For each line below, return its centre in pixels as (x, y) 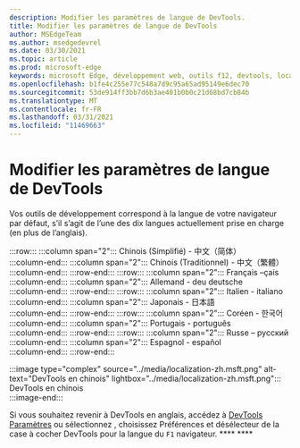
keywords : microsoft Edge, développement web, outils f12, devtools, (142, 76)
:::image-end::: (36, 397)
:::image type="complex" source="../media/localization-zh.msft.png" (136, 368)
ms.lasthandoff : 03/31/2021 (62, 117)
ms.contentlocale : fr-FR (55, 109)
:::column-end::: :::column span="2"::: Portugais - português (120, 323)
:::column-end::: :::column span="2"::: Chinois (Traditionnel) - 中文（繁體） (146, 262)
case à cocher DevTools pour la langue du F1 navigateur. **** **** (131, 434)
